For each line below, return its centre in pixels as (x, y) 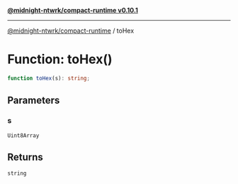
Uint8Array (23, 135)
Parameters (34, 101)
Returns (25, 157)
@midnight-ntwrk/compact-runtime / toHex (71, 31)
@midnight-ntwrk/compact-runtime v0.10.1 (73, 10)
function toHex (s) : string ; (49, 78)
